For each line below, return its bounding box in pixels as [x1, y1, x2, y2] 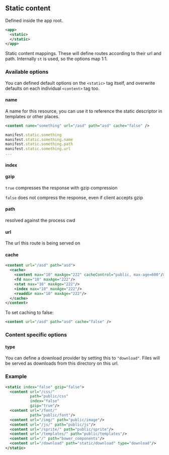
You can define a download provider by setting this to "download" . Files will [5, 355, 160, 361]
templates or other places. [5, 113, 60, 119]
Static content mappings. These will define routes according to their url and [5, 50, 162, 57]
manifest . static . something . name [5, 137, 73, 142]
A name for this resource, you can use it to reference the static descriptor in [5, 108, 162, 114]
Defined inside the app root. [5, 17, 63, 23]
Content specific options [5, 331, 67, 338]
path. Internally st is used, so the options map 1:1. [5, 56, 108, 62]
